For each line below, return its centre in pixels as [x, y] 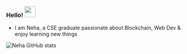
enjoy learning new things [46, 34]
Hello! [15, 15]
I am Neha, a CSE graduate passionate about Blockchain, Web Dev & [98, 28]
